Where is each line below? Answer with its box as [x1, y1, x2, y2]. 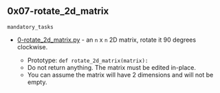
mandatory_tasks [7, 23, 54, 30]
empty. [27, 78, 47, 86]
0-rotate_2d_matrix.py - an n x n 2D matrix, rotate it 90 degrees [16, 36, 197, 44]
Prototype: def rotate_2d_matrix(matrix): [27, 56, 148, 64]
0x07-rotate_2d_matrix [7, 5, 109, 17]
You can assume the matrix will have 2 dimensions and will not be [27, 70, 214, 79]
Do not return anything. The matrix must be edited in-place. [27, 63, 197, 71]
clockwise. [16, 42, 48, 51]
